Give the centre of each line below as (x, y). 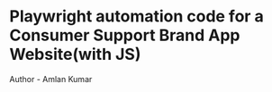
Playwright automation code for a (136, 17)
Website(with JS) (75, 54)
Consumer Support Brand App (125, 35)
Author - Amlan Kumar (51, 79)
